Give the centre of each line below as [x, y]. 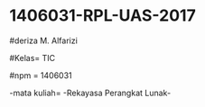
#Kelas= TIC [33, 58]
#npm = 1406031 [41, 75]
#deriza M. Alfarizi [44, 40]
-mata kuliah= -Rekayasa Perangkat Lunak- [90, 93]
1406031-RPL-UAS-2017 [102, 16]
